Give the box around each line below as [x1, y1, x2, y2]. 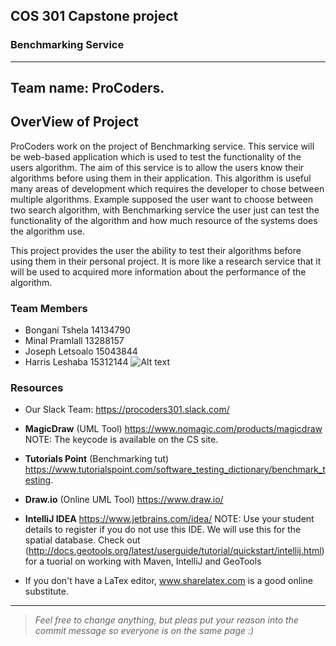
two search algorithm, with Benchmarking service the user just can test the [10, 204, 320, 216]
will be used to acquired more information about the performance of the [10, 265, 307, 278]
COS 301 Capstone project [10, 8, 179, 25]
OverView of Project [10, 114, 139, 131]
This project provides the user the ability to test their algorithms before [10, 244, 302, 256]
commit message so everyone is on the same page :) [34, 625, 255, 637]
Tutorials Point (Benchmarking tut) [24, 453, 170, 465]
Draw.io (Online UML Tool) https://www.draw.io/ [24, 494, 224, 506]
